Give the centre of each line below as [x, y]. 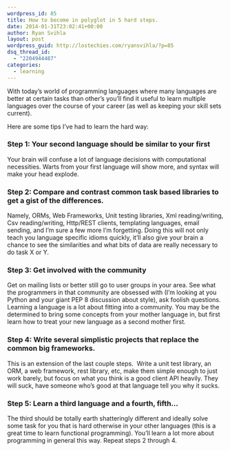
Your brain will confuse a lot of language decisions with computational [107, 159]
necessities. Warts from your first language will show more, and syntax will [113, 166]
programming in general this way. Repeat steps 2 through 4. [92, 440]
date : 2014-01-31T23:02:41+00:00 [55, 26]
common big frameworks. [51, 348]
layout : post [26, 39]
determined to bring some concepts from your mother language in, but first [114, 314]
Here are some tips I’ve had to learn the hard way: [78, 126]
